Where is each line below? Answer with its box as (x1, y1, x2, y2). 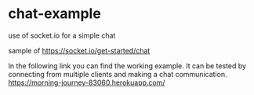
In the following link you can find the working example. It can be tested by (8, 60, 247, 71)
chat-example (8, 5, 102, 23)
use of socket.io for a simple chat (8, 31, 116, 40)
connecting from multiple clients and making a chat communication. (8, 69, 227, 79)
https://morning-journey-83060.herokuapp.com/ (8, 78, 166, 87)
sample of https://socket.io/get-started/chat (8, 46, 151, 55)
